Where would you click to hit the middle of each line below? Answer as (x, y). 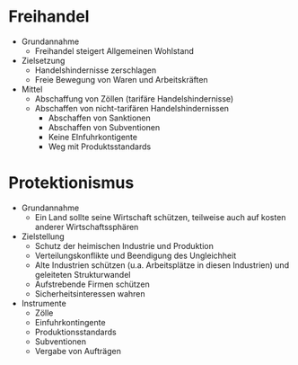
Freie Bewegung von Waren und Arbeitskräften (121, 79)
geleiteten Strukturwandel (83, 274)
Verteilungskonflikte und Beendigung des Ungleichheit (136, 255)
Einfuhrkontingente (70, 322)
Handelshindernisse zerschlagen (96, 70)
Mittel (32, 89)
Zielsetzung (43, 60)
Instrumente (44, 303)
